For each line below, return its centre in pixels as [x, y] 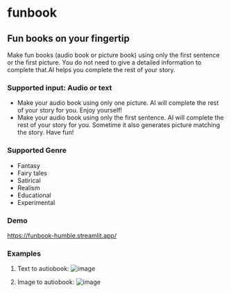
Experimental [36, 202]
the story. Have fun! [45, 133]
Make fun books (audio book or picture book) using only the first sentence [113, 55]
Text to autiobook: [43, 269]
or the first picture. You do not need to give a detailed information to [104, 62]
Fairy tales [32, 173]
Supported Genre [37, 151]
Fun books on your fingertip [68, 39]
